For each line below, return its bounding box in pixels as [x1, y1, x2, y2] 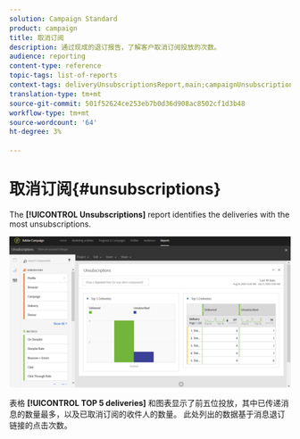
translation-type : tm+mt [9, 89, 102, 98]
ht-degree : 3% [9, 128, 62, 137]
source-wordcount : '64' [9, 118, 98, 127]
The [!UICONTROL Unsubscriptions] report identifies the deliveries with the [9, 209, 290, 219]
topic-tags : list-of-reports [9, 71, 118, 80]
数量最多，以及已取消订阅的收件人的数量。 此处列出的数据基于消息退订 [24, 409, 286, 419]
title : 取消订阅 [9, 33, 64, 42]
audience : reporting [9, 52, 87, 62]
